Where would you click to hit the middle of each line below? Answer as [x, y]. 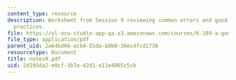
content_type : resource [42, 14]
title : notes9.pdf [34, 59]
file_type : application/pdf [48, 40]
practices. [29, 26]
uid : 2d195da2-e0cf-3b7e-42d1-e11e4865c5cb [72, 65]
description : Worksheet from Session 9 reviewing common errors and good [118, 20]
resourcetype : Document [42, 53]
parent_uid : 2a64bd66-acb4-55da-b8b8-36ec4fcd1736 [83, 46]
